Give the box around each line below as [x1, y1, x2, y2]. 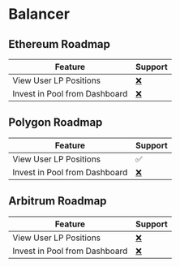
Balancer [8, 5, 71, 24]
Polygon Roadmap [8, 115, 103, 130]
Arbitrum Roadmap [8, 194, 107, 208]
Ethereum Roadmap [8, 37, 111, 51]
